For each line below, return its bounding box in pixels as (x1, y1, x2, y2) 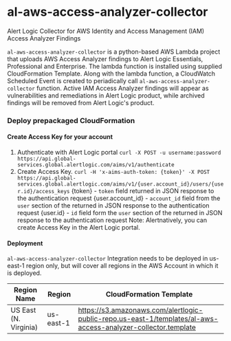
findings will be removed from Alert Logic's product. (7, 98, 155, 107)
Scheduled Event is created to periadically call (7, 76, 138, 85)
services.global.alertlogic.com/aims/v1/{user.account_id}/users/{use (16, 181, 224, 188)
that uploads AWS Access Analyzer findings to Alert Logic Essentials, (7, 54, 203, 63)
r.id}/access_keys (16, 188, 70, 195)
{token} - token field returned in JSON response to (71, 187, 214, 195)
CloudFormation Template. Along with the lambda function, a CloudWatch (7, 69, 215, 78)
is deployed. (7, 269, 42, 277)
